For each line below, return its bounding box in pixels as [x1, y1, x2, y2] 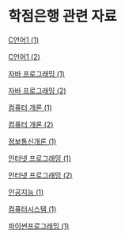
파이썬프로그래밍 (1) [8, 220, 70, 231]
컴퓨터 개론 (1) [8, 103, 53, 112]
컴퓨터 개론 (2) [8, 119, 54, 129]
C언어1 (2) [8, 52, 41, 61]
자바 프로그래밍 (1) [8, 68, 65, 78]
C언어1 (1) [8, 35, 40, 45]
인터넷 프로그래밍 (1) [8, 153, 71, 163]
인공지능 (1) [8, 187, 44, 197]
